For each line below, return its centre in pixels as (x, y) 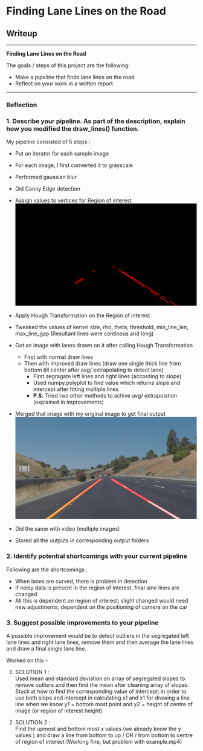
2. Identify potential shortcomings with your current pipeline (97, 556)
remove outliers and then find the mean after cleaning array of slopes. (102, 685)
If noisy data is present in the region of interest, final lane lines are (97, 588)
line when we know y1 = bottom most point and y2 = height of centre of (104, 704)
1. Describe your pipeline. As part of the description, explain (96, 121)
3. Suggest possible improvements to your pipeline (82, 623)
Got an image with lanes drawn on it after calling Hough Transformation (104, 346)
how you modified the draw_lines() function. (73, 128)
